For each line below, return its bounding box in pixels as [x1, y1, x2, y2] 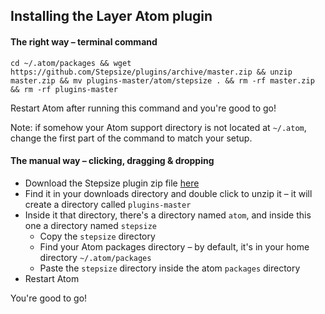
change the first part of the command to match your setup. [10, 132, 253, 144]
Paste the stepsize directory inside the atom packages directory [39, 262, 301, 274]
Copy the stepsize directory [39, 230, 156, 242]
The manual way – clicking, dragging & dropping [10, 155, 215, 167]
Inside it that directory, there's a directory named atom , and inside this [24, 209, 312, 221]
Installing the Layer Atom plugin [10, 8, 213, 25]
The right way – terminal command [10, 35, 158, 48]
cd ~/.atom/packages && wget [10, 58, 132, 68]
